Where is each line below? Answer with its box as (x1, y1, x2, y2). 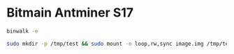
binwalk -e (6, 28, 38, 35)
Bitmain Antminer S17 (6, 5, 134, 21)
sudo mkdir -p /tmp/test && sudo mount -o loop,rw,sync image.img (6, 40, 204, 47)
